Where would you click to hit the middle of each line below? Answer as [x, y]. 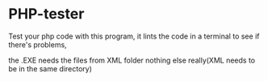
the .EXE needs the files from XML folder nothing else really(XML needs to [132, 60]
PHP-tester [46, 14]
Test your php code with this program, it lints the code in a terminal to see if [134, 36]
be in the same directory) [50, 68]
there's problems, [38, 44]
